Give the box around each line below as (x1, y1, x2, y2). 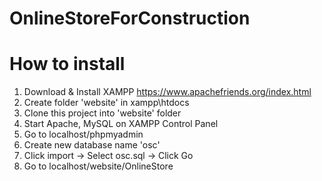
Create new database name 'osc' (23, 139, 161, 151)
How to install (9, 53, 126, 76)
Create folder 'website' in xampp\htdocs (23, 97, 190, 109)
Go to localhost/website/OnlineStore (23, 160, 174, 172)
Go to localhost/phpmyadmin (23, 128, 144, 141)
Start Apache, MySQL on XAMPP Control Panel (23, 118, 219, 130)
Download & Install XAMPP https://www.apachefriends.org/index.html (23, 86, 312, 98)
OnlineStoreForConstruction (9, 7, 251, 30)
